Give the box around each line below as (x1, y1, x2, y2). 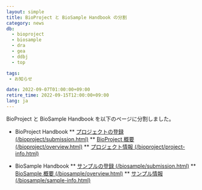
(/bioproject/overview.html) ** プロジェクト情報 (14, 143, 134, 150)
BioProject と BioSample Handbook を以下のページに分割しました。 (6, 115, 175, 122)
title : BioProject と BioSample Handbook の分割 (6, 14, 127, 21)
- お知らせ (8, 76, 33, 82)
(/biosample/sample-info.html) (14, 176, 91, 184)
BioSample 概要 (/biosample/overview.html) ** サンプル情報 (14, 169, 163, 177)
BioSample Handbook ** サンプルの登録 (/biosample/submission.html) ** (14, 162, 197, 169)
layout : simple (6, 8, 45, 15)
